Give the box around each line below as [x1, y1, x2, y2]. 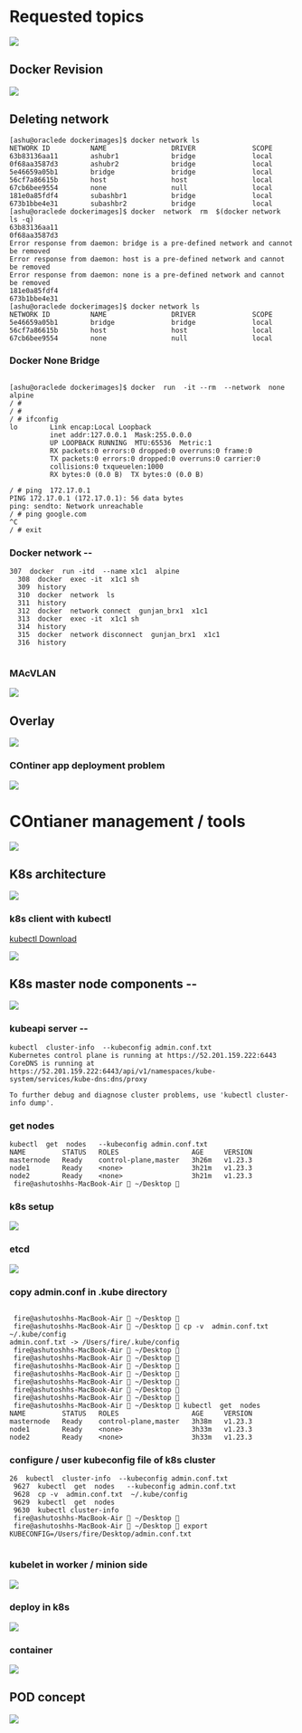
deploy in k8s [9, 1601, 71, 1614]
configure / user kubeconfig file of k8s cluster [9, 1453, 216, 1466]
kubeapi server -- [9, 1023, 89, 1035]
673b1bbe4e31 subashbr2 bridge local [9, 199, 273, 208]
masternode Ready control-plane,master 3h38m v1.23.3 [9, 1416, 253, 1426]
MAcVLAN [9, 667, 56, 680]
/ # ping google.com [9, 509, 88, 519]
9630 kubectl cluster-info [13, 1506, 119, 1515]
